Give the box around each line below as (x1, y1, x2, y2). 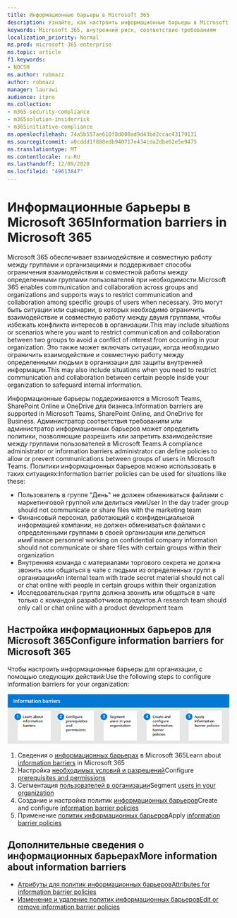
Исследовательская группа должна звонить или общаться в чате (17, 588, 216, 597)
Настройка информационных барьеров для (7, 624, 212, 636)
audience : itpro (7, 93, 55, 100)
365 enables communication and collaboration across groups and (7, 283, 199, 291)
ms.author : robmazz (7, 71, 65, 78)
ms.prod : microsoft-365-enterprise (7, 41, 112, 49)
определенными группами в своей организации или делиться (17, 528, 206, 537)
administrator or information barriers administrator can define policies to (7, 446, 217, 455)
